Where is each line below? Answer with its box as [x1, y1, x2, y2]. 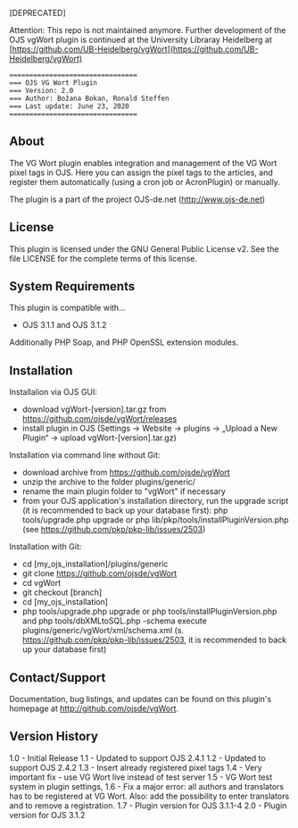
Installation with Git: [9, 541, 82, 552]
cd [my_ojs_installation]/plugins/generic [21, 558, 169, 570]
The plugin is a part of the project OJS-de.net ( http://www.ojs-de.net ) [9, 194, 266, 205]
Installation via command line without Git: [9, 450, 161, 461]
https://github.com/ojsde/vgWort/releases [21, 414, 178, 424]
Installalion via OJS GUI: [9, 387, 98, 397]
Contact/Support [9, 670, 106, 685]
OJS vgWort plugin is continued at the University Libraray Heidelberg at [9, 35, 272, 45]
